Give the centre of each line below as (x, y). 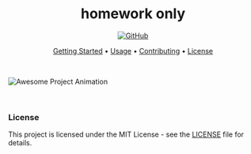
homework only (133, 14)
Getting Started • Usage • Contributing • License (133, 51)
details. (20, 143)
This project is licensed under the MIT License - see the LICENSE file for (126, 134)
